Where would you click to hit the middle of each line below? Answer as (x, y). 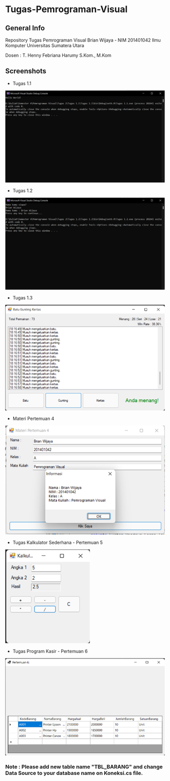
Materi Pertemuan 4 (33, 419)
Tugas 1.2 (23, 191)
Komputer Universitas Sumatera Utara (45, 46)
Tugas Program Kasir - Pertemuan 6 (50, 651)
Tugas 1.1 (22, 83)
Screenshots (26, 71)
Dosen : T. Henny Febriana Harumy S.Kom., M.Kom (58, 55)
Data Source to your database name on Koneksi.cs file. (74, 773)
